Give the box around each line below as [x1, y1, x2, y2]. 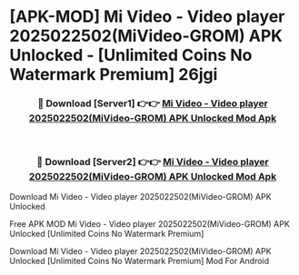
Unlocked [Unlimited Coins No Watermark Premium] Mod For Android [9, 255, 270, 266]
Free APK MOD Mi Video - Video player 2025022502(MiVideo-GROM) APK [9, 218, 291, 229]
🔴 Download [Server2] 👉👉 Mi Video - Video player [35, 156, 270, 169]
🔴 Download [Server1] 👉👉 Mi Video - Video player [37, 97, 268, 110]
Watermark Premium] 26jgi [9, 64, 218, 85]
